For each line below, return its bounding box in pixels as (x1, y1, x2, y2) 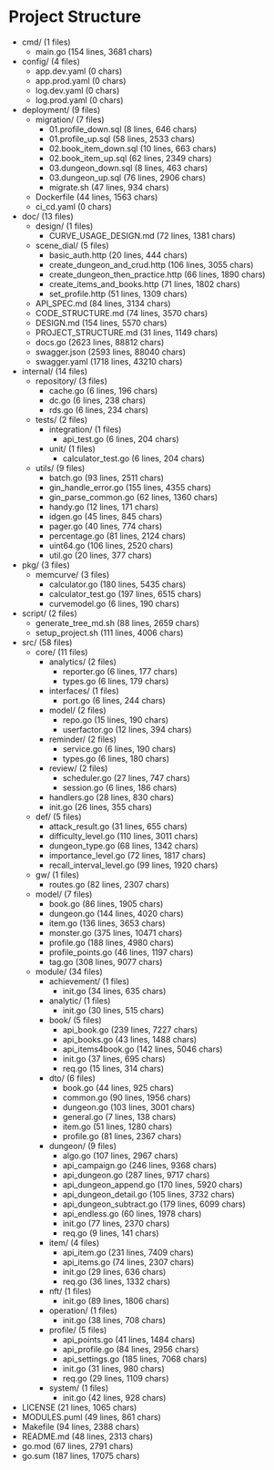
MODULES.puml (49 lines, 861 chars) (21, 1411, 161, 1423)
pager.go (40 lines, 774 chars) (48, 520, 163, 531)
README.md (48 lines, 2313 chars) (21, 1431, 154, 1442)
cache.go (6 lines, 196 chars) (48, 385, 158, 396)
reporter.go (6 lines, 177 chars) (62, 665, 178, 676)
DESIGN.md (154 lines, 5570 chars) (35, 317, 167, 328)
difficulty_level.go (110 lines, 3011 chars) (48, 830, 198, 841)
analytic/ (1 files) (48, 995, 111, 1006)
